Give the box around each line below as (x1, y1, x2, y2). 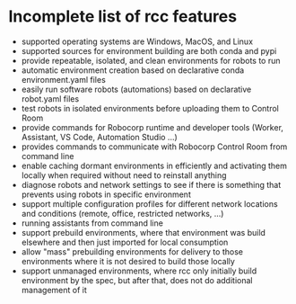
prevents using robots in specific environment (21, 189, 192, 200)
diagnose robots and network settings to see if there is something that (21, 179, 282, 190)
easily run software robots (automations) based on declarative (21, 84, 252, 94)
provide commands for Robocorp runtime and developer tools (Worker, (21, 121, 284, 132)
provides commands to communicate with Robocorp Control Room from (21, 141, 288, 152)
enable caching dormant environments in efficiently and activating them (21, 160, 288, 171)
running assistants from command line (21, 218, 163, 228)
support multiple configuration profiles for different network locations (21, 198, 279, 209)
